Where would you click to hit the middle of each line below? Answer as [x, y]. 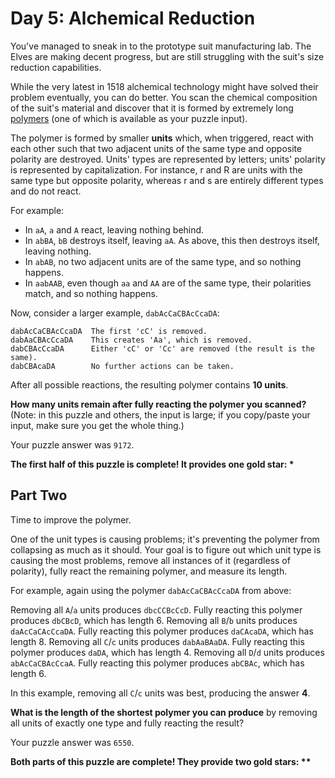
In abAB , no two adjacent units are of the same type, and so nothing [163, 261]
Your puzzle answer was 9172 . [72, 444]
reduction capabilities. [56, 67]
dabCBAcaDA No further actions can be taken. [122, 366]
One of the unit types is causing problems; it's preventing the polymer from [165, 539]
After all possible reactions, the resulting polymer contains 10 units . [149, 384]
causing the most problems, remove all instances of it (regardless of [150, 560]
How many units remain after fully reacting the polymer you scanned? [158, 404]
